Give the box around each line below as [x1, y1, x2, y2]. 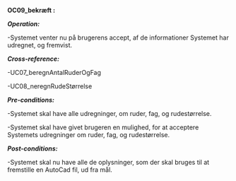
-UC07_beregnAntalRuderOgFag [7, 69, 101, 76]
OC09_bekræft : [7, 6, 55, 14]
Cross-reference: [7, 54, 60, 63]
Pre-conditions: [7, 95, 55, 104]
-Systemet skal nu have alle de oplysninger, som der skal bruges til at [7, 158, 210, 166]
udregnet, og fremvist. [7, 41, 73, 49]
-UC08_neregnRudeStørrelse [7, 82, 93, 90]
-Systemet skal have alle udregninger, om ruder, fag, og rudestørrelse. [7, 110, 212, 117]
